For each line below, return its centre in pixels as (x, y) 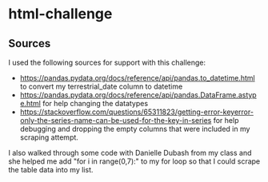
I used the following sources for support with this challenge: (107, 62)
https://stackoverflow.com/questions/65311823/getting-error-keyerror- (137, 112)
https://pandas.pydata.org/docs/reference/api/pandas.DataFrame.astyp (138, 95)
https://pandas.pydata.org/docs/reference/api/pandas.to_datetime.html (137, 78)
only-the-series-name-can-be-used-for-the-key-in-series (116, 120)
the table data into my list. (51, 170)
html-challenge (60, 14)
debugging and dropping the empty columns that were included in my (135, 129)
